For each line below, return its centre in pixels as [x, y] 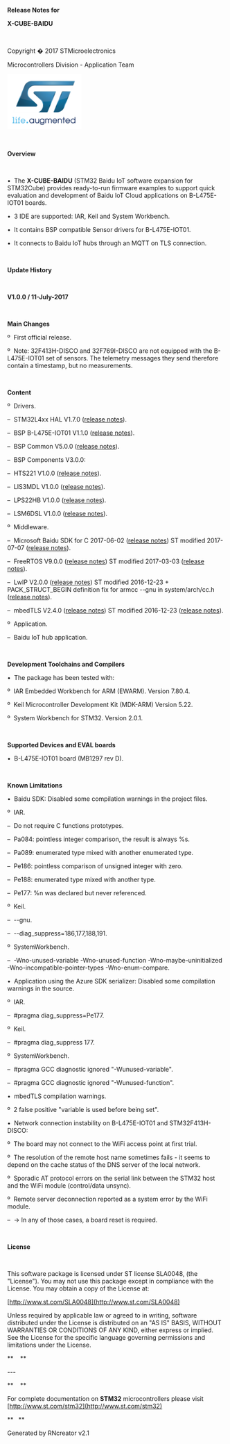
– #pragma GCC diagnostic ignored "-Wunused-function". [91, 1082]
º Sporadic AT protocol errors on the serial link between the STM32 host [111, 1178]
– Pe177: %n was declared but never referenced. [77, 893]
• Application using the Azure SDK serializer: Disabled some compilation [111, 981]
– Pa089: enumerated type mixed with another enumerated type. [100, 853]
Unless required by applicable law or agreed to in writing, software [102, 1315]
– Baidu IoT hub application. [47, 637]
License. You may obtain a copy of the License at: [78, 1288]
